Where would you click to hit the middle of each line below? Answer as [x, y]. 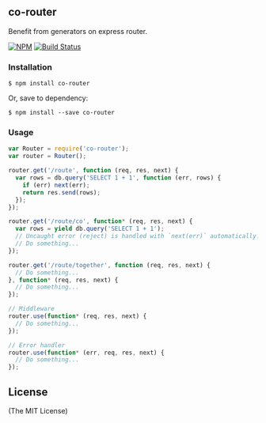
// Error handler [37, 345]
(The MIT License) [38, 410]
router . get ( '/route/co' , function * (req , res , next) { [101, 221]
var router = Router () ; [47, 157]
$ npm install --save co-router [61, 113]
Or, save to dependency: [48, 98]
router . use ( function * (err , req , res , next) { [86, 353]
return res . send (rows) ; [62, 192]
